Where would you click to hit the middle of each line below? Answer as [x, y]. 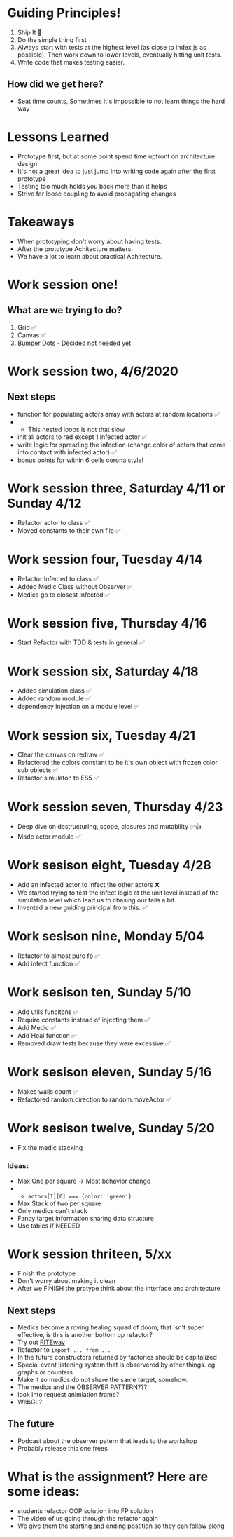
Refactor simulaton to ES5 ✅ [58, 778]
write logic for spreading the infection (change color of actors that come [121, 445]
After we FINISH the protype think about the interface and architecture [119, 1289]
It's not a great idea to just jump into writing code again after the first [116, 171]
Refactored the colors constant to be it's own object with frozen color [118, 763]
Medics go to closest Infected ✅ [64, 595]
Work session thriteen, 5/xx [90, 1254]
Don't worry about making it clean [66, 1281]
